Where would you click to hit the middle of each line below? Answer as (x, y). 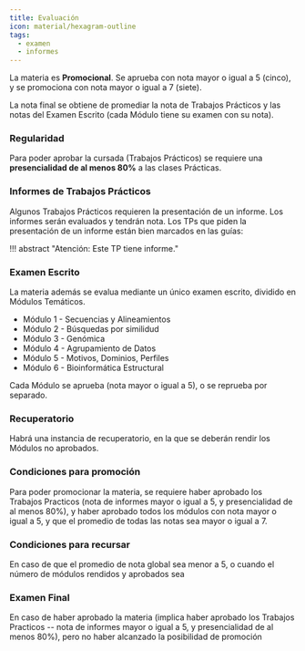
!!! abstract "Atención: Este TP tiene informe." (94, 248)
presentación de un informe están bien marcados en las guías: (127, 231)
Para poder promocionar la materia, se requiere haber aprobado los (136, 491)
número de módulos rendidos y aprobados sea (97, 573)
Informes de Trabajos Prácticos (81, 191)
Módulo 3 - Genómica (64, 339)
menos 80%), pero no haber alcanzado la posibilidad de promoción (136, 637)
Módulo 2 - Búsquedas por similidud (91, 329)
